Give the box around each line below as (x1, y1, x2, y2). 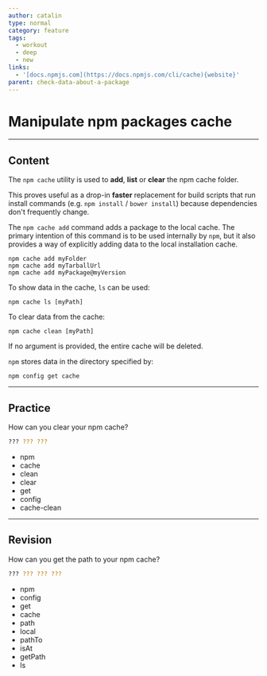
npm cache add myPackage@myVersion (8, 269, 126, 277)
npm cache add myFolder (8, 255, 87, 263)
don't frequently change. (8, 208, 90, 217)
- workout (15, 41, 48, 49)
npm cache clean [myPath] (8, 328, 94, 336)
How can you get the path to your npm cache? (8, 554, 161, 564)
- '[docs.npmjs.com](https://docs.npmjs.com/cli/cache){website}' (15, 71, 240, 79)
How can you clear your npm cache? (8, 422, 129, 432)
